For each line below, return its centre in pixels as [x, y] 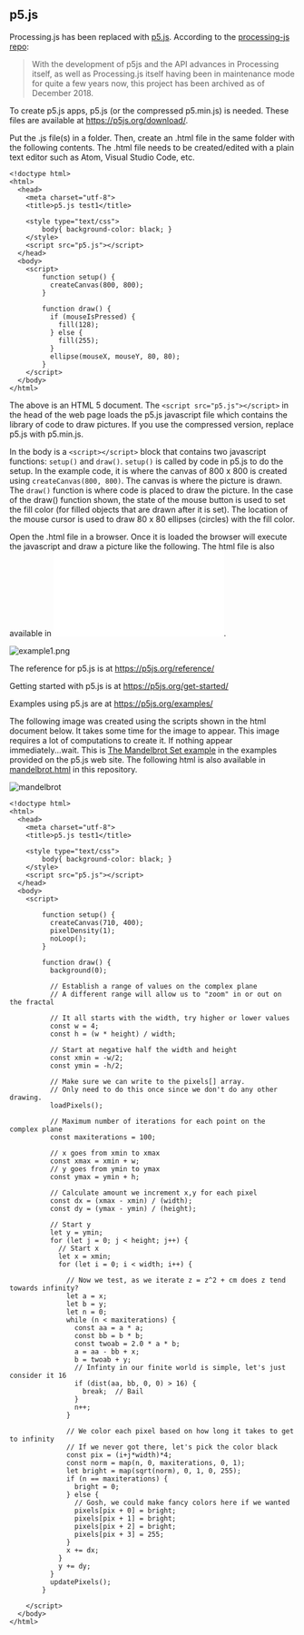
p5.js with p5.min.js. [47, 434]
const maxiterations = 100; [103, 1137]
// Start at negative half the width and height [143, 1049]
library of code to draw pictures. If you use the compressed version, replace [152, 424]
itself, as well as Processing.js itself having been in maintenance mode [163, 74]
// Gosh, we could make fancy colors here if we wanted [182, 1502]
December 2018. [62, 93]
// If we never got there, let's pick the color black [172, 1447]
